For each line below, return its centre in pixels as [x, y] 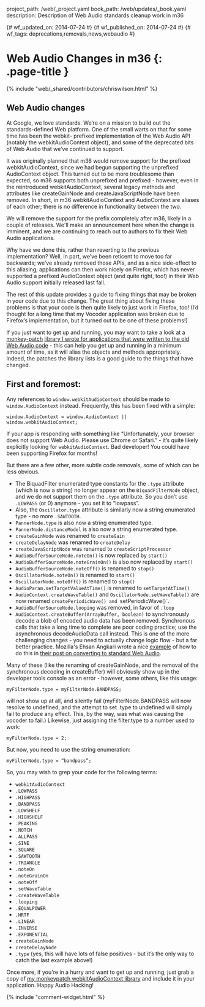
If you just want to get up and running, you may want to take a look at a [96, 332]
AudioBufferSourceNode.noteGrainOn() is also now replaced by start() [104, 562]
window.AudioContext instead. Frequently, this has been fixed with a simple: [101, 405]
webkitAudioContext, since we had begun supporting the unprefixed [92, 167]
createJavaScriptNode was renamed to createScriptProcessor [93, 548]
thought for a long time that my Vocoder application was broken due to [95, 314]
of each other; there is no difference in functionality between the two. [94, 206]
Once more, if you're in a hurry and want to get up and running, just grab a [100, 972]
